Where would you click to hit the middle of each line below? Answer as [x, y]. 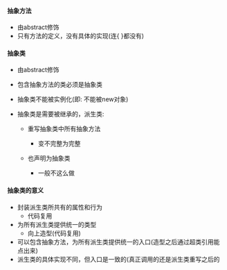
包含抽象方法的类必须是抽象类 [60, 85]
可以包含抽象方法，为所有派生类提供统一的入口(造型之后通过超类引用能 [118, 242]
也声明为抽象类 [49, 158]
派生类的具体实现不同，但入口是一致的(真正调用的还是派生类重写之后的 [118, 259]
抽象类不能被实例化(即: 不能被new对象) [73, 99]
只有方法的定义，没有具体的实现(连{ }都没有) [80, 36]
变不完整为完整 [59, 144]
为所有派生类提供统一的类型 [57, 224]
